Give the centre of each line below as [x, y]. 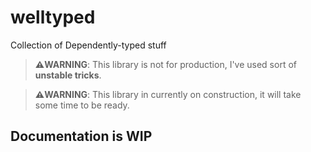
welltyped [53, 17]
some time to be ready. [82, 105]
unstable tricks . [68, 75]
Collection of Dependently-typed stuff [88, 45]
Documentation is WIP [81, 136]
